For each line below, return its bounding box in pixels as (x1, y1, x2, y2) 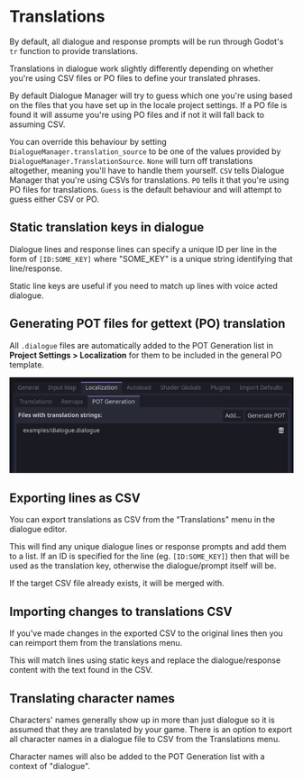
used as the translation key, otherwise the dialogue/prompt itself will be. (9, 560, 277, 571)
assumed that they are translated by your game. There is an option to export (9, 723, 293, 735)
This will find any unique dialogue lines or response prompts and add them (9, 541, 287, 552)
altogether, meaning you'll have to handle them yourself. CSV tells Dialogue (9, 165, 285, 176)
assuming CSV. (9, 119, 66, 130)
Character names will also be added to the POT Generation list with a (9, 750, 265, 762)
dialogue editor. (9, 524, 68, 535)
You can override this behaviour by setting (9, 136, 167, 147)
